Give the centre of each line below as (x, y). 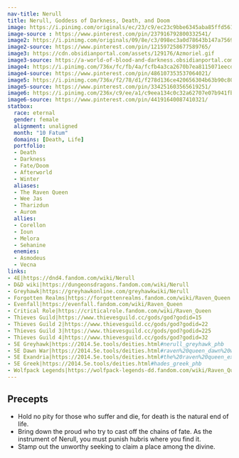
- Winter (27, 179)
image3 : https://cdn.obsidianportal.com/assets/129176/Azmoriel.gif (111, 54)
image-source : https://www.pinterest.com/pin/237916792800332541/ (110, 34)
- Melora (27, 239)
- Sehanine (30, 245)
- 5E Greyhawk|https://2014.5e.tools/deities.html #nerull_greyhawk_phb (116, 344)
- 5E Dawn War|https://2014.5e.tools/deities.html (84, 351)
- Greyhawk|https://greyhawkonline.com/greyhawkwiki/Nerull (99, 291)
